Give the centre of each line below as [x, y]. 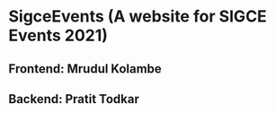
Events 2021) [58, 35]
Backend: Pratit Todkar [74, 99]
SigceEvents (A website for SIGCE [137, 17]
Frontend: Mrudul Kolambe [85, 69]
